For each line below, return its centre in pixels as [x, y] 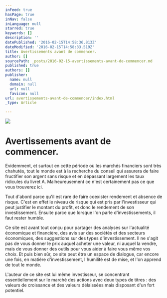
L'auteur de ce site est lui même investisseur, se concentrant [67, 274]
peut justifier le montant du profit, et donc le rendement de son [70, 207]
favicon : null [24, 93]
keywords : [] [19, 33]
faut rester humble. [25, 218]
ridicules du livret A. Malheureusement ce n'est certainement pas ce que [80, 182]
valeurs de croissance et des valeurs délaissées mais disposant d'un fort [80, 285]
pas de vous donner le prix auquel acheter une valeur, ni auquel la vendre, [81, 243]
